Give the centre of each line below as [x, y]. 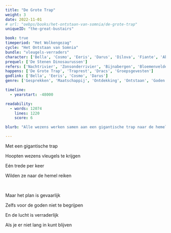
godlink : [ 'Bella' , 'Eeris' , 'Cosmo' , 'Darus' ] [57, 76]
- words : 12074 [26, 108]
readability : [19, 104]
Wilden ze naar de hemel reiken [38, 176]
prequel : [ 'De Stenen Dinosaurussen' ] [46, 62]
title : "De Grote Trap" [31, 10]
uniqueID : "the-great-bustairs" [39, 29]
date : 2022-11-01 [24, 19]
